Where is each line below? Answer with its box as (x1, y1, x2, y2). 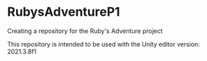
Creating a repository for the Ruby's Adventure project (7, 27, 163, 35)
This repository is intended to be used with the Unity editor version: (7, 40, 200, 48)
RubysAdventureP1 (7, 4, 120, 20)
